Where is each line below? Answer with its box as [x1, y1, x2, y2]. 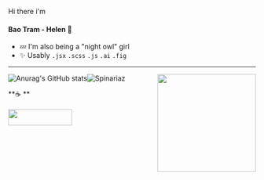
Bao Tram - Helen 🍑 [8, 24, 72, 34]
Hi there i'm [8, 7, 46, 16]
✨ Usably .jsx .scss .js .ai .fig [19, 51, 127, 60]
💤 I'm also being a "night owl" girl [19, 42, 130, 52]
